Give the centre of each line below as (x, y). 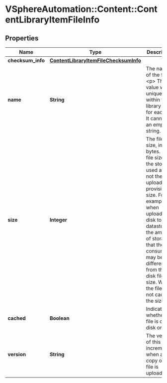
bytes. (153, 151)
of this (153, 342)
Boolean (59, 318)
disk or (154, 327)
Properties (22, 38)
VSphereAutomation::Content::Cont (81, 9)
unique (154, 93)
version (17, 354)
